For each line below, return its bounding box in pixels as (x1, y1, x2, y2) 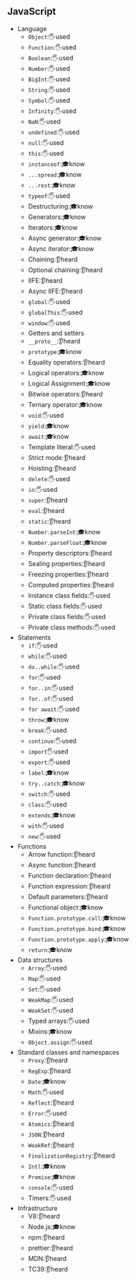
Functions (17, 842, 47, 850)
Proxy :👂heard (27, 1056, 68, 1064)
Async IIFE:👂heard (27, 286, 83, 295)
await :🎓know (27, 432, 69, 440)
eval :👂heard (27, 506, 65, 515)
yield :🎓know (27, 421, 69, 430)
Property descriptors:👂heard (27, 548, 113, 557)
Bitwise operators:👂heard (27, 389, 104, 398)
